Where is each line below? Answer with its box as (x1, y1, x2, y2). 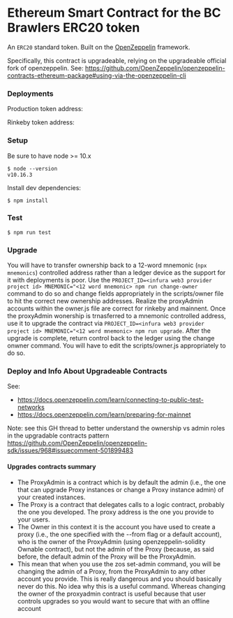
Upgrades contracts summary (7, 463, 96, 471)
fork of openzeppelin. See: (7, 64, 84, 72)
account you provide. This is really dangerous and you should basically (17, 575, 222, 583)
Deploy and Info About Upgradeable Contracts (7, 366, 167, 376)
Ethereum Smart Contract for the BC (7, 5, 221, 21)
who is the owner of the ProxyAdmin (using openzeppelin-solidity (17, 537, 206, 546)
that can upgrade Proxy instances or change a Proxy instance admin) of (17, 485, 225, 494)
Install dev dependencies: (7, 183, 82, 192)
